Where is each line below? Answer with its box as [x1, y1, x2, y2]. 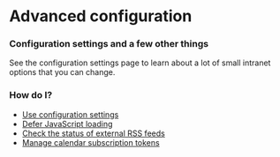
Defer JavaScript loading [21, 118, 113, 129]
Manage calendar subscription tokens [21, 137, 161, 147]
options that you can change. [9, 67, 116, 78]
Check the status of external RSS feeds [21, 128, 165, 138]
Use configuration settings [21, 108, 119, 120]
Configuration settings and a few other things [9, 38, 209, 50]
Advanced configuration [9, 6, 193, 26]
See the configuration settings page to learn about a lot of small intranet [9, 57, 271, 68]
